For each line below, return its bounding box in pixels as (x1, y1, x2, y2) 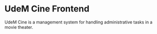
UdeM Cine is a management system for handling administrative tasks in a (4, 19, 153, 25)
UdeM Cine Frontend (4, 3, 90, 14)
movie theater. (4, 24, 33, 30)
